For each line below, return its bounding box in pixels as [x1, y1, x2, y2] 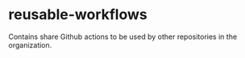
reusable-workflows [8, 6, 147, 24]
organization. [8, 40, 52, 49]
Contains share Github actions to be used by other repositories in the [8, 32, 238, 41]
